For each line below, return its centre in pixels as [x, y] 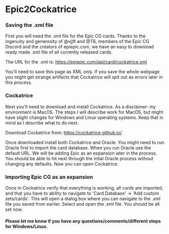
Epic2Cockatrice [41, 9]
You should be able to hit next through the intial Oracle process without [79, 158]
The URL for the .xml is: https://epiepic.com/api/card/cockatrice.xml [76, 62]
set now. [14, 209]
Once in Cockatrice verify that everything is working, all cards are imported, [84, 188]
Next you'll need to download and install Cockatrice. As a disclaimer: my [80, 107]
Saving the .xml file [29, 25]
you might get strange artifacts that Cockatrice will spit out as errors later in [84, 77]
